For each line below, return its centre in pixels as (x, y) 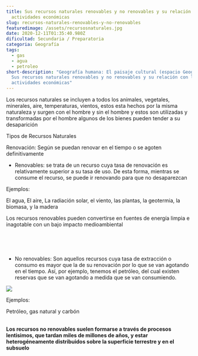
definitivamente (25, 154)
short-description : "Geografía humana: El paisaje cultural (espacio (93, 72)
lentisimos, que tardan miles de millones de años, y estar (77, 335)
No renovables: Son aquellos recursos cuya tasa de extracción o (93, 259)
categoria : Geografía (33, 45)
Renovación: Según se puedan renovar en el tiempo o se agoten (84, 147)
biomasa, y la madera (32, 207)
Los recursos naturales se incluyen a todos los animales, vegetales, (88, 100)
